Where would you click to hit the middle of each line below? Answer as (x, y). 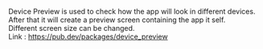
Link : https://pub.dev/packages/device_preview (88, 36)
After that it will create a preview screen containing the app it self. (117, 20)
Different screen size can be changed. (72, 28)
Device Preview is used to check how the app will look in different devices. (132, 11)
